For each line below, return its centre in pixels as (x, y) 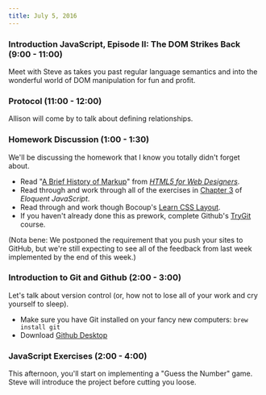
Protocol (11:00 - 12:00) (55, 101)
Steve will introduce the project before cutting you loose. (102, 382)
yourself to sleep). (39, 304)
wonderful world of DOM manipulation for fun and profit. (102, 80)
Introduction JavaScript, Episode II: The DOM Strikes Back (125, 44)
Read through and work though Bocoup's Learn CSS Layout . (120, 207)
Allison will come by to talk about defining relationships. (101, 118)
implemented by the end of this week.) (73, 257)
